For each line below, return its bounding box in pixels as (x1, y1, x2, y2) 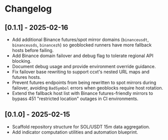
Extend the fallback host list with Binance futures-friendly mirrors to (12, 90, 153, 96)
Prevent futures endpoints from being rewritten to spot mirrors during (12, 79, 157, 85)
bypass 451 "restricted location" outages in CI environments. (12, 96, 139, 102)
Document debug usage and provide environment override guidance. (12, 64, 156, 69)
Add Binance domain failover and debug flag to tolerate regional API (12, 53, 153, 59)
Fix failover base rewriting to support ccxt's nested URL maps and (12, 69, 150, 75)
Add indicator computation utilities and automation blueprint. (12, 129, 138, 135)
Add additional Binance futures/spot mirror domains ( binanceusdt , (12, 36, 149, 42)
